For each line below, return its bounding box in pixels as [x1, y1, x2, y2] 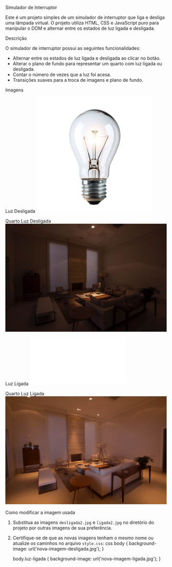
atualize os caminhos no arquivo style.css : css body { [12, 540, 128, 546]
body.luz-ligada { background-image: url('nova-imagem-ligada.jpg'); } [12, 556, 161, 562]
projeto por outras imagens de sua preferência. [12, 525, 113, 531]
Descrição [5, 35, 27, 41]
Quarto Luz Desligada [5, 218, 51, 224]
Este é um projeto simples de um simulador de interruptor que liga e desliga [5, 14, 165, 20]
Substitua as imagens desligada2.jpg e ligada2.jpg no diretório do [12, 519, 155, 526]
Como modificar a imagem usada [5, 509, 75, 516]
